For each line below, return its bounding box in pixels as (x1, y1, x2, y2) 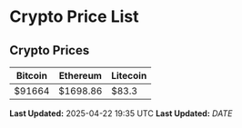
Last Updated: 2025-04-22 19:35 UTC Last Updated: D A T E (9, 108, 233, 119)
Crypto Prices (9, 43, 90, 58)
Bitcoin (15, 70, 48, 82)
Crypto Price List (9, 6, 139, 27)
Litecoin (110, 70, 147, 82)
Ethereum (58, 70, 103, 82)
